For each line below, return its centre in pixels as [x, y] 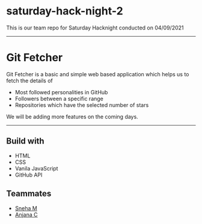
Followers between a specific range [59, 98]
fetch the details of [29, 80]
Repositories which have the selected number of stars [82, 105]
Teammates [29, 194]
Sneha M [26, 208]
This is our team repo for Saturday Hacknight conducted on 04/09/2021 [95, 28]
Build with [25, 141]
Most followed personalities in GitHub [61, 92]
